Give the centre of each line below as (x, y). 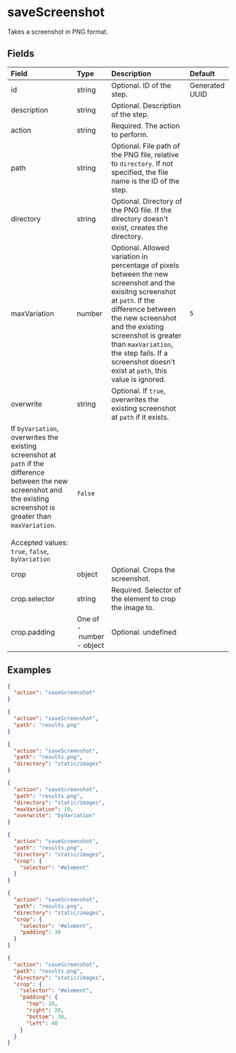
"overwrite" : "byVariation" (55, 816)
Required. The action (146, 126)
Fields (21, 54)
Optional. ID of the (141, 85)
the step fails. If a (140, 353)
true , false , (30, 551)
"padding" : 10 (40, 932)
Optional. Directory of (147, 201)
